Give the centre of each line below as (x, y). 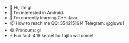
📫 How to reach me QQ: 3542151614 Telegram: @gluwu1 (67, 23)
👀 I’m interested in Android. (37, 13)
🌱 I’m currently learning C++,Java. (44, 18)
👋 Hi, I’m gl (20, 7)
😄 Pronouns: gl (25, 30)
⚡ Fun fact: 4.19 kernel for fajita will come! (51, 36)
